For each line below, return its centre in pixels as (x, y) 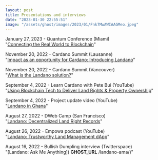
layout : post (19, 10)
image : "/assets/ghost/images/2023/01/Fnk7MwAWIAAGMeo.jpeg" (72, 24)
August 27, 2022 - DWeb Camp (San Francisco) (56, 116)
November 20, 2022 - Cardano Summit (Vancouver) (60, 70)
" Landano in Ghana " (27, 106)
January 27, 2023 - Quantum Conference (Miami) (57, 39)
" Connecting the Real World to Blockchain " (51, 45)
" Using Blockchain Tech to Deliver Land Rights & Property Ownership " (80, 91)
